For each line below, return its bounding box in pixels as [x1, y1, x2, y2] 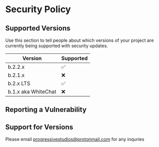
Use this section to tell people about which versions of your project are [5, 37, 154, 43]
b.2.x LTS [8, 80, 31, 87]
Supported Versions [5, 24, 70, 33]
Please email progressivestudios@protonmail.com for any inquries [5, 136, 144, 142]
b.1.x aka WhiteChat [8, 88, 57, 95]
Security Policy [5, 4, 71, 15]
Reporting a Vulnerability [5, 105, 87, 114]
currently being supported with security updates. [5, 43, 109, 49]
